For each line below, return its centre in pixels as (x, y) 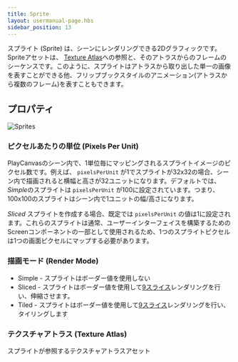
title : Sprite (29, 14)
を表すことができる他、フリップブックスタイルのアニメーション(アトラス (114, 75)
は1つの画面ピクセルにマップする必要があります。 (80, 241)
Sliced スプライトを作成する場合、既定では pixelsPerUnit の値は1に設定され (119, 214)
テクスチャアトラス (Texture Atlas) (67, 334)
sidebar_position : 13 (40, 27)
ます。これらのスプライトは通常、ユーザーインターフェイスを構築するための (119, 223)
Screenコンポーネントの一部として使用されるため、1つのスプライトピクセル (119, 232)
